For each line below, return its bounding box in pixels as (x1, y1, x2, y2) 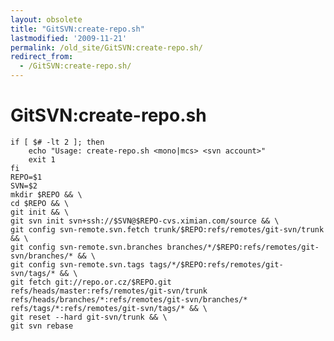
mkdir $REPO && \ (10, 189, 83, 200)
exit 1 (28, 154, 56, 165)
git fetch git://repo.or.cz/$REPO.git (10, 277, 172, 287)
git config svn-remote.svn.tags (10, 259, 145, 270)
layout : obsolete (10, 14, 83, 25)
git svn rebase (10, 321, 74, 331)
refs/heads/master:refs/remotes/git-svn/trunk (10, 286, 208, 296)
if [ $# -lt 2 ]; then (10, 137, 105, 147)
